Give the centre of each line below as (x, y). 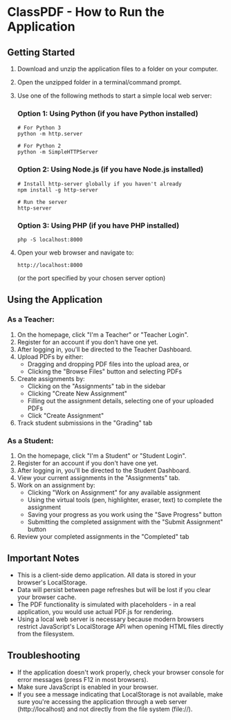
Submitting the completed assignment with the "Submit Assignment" (125, 521)
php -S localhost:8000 (50, 239)
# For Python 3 (39, 128)
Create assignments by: (51, 378)
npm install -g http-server (57, 190)
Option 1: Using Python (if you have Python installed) (108, 113)
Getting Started (41, 52)
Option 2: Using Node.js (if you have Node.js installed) (110, 169)
